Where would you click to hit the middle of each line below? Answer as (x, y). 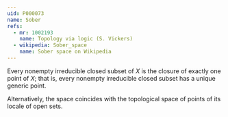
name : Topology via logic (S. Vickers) (76, 39)
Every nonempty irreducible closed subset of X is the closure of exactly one (114, 71)
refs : (15, 26)
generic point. (27, 86)
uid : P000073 (26, 13)
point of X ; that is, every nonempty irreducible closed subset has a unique (111, 78)
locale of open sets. (35, 106)
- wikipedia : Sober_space (50, 45)
